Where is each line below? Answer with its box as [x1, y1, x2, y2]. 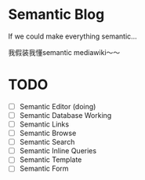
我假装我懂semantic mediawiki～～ [8, 47, 121, 57]
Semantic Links [19, 119, 69, 129]
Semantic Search [19, 138, 75, 147]
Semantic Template [19, 155, 82, 164]
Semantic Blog [8, 6, 105, 24]
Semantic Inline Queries [19, 146, 96, 156]
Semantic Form [19, 163, 69, 174]
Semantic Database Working [19, 110, 112, 119]
